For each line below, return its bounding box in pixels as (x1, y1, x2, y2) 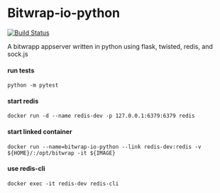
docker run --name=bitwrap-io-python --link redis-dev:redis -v (7, 143, 202, 150)
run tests (7, 66, 35, 75)
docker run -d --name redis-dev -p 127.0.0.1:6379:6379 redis (7, 112, 195, 120)
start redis (7, 96, 39, 105)
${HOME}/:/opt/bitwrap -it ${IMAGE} (7, 149, 116, 157)
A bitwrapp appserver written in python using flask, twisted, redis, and (7, 42, 213, 50)
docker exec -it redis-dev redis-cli (7, 180, 119, 187)
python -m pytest (7, 82, 59, 89)
